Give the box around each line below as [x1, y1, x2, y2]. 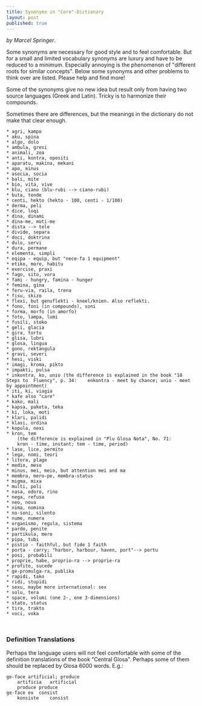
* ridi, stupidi [6, 579, 47, 585]
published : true [6, 20, 47, 26]
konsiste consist [17, 694, 69, 701]
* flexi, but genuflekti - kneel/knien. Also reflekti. [6, 298, 150, 305]
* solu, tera [6, 590, 39, 596]
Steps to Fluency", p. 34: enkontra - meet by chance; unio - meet [6, 378, 191, 384]
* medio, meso [6, 463, 42, 469]
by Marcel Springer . [6, 37, 56, 44]
